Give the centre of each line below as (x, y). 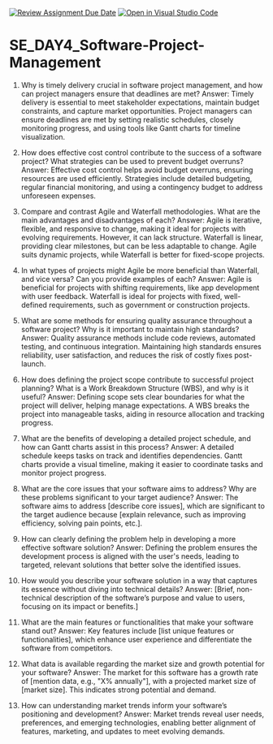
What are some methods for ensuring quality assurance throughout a (136, 320)
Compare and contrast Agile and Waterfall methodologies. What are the (141, 211)
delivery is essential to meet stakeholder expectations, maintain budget (140, 102)
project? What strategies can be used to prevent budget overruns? (132, 161)
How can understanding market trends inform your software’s (124, 705)
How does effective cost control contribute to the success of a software (141, 152)
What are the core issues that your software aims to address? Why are (139, 488)
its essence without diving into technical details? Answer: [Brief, (128, 589)
